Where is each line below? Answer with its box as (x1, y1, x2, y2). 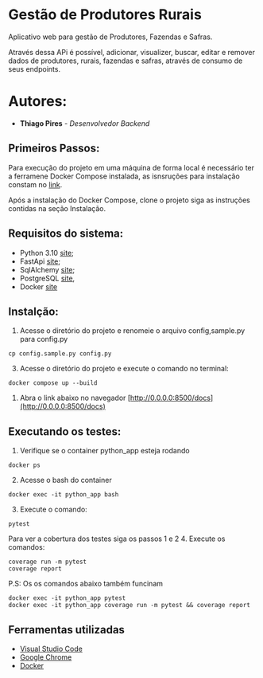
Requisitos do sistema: (8, 227, 124, 241)
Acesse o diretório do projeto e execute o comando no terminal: (19, 364, 229, 374)
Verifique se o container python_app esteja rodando (19, 446, 190, 456)
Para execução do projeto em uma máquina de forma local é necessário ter (8, 163, 255, 172)
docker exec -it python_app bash (8, 491, 119, 499)
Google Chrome (19, 652, 72, 662)
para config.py (19, 335, 68, 344)
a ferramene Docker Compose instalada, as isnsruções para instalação (8, 171, 240, 181)
